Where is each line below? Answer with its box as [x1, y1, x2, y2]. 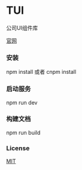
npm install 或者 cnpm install [6, 68, 77, 76]
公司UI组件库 [6, 24, 38, 31]
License [6, 144, 30, 152]
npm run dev [6, 99, 38, 106]
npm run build [6, 129, 41, 136]
